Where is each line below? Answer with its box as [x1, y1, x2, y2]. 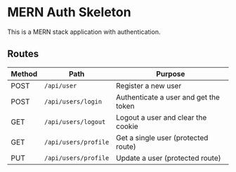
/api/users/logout [44, 118, 106, 125]
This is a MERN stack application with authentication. [7, 27, 161, 36]
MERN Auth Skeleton [7, 4, 131, 20]
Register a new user [115, 80, 182, 90]
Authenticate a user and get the [115, 92, 220, 102]
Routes [7, 48, 39, 60]
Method [11, 68, 38, 78]
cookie [115, 121, 138, 131]
